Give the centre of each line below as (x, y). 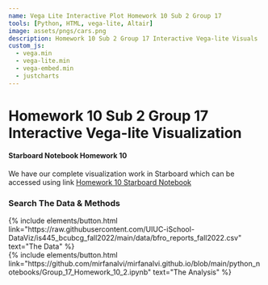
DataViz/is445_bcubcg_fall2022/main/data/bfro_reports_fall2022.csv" (125, 238)
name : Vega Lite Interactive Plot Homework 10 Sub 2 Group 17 (115, 16)
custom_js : (27, 46)
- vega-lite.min (43, 61)
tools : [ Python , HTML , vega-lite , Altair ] (81, 23)
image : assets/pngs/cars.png (57, 31)
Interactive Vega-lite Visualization (125, 133)
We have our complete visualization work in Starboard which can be (121, 174)
